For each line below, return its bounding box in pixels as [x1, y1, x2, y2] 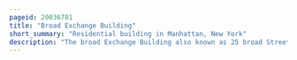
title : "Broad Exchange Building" [9, 21, 137, 30]
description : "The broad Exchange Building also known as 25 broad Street [9, 37, 291, 47]
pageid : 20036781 [9, 12, 73, 22]
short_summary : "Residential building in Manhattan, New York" [9, 29, 247, 38]
